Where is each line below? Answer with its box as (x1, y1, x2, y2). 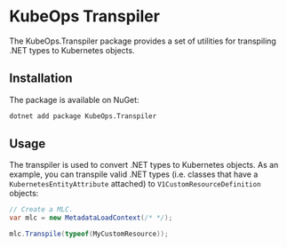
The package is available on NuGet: (9, 94, 140, 105)
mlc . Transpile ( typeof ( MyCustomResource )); (9, 229, 169, 239)
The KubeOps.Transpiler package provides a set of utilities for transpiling (9, 36, 277, 46)
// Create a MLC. (9, 205, 74, 214)
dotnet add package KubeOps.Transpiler (9, 111, 157, 121)
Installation (9, 71, 73, 86)
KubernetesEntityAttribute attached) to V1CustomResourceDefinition (9, 179, 261, 189)
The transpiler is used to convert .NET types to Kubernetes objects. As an (9, 160, 279, 171)
